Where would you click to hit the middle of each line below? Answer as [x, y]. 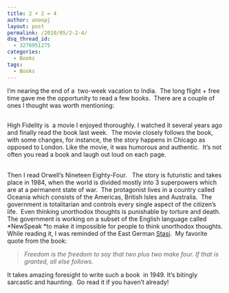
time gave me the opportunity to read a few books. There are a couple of [111, 98]
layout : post [26, 26]
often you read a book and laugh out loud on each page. [87, 154]
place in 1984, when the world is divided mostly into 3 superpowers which [112, 182]
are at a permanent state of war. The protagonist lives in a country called [111, 189]
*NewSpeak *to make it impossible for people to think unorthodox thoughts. [115, 226]
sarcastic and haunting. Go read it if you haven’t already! [88, 282]
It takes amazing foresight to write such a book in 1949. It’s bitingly [102, 274]
